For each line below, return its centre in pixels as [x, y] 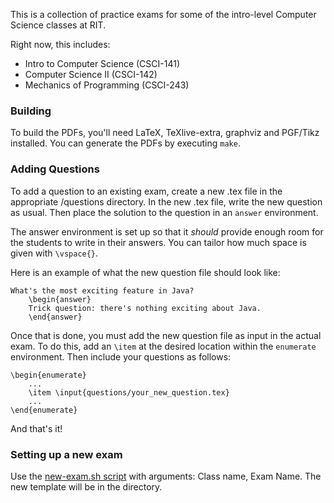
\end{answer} [55, 317]
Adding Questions [55, 169]
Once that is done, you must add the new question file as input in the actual [166, 335]
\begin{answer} [60, 299]
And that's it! [36, 428]
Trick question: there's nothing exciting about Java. [145, 308]
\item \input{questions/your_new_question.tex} [129, 392]
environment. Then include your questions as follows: [121, 356]
